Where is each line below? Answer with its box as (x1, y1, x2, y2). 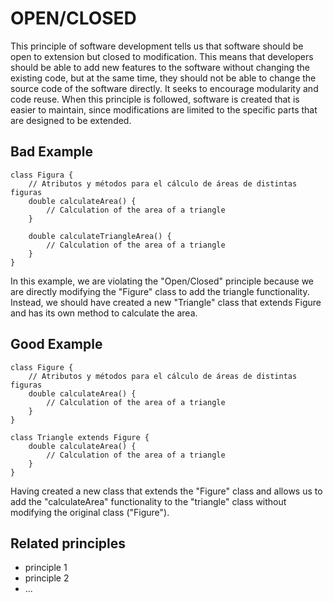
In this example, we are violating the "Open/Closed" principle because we (10, 275, 315, 287)
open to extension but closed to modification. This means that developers (10, 50, 314, 62)
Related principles (10, 535, 127, 552)
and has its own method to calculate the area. (10, 307, 198, 319)
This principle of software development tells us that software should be (10, 40, 304, 52)
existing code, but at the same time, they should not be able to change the (10, 72, 317, 84)
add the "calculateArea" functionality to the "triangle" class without (10, 495, 287, 507)
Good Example (10, 336, 103, 353)
